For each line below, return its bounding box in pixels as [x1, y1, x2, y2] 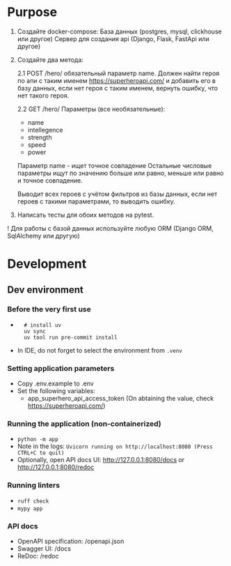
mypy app [17, 505, 43, 512]
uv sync [24, 328, 47, 335]
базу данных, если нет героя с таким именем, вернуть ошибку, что [17, 84, 218, 92]
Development [7, 256, 87, 272]
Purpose [7, 4, 58, 20]
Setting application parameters [7, 363, 115, 373]
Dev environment [7, 284, 83, 296]
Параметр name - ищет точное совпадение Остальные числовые [17, 161, 212, 169]
